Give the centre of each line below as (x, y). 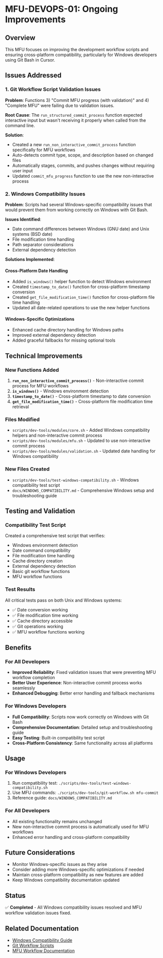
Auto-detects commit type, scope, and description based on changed (83, 155)
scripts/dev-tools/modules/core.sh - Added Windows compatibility (81, 430)
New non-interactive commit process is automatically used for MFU (81, 827)
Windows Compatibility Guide (42, 940)
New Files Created (27, 469)
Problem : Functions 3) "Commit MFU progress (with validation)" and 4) (77, 100)
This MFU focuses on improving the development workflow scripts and (77, 49)
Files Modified (23, 419)
